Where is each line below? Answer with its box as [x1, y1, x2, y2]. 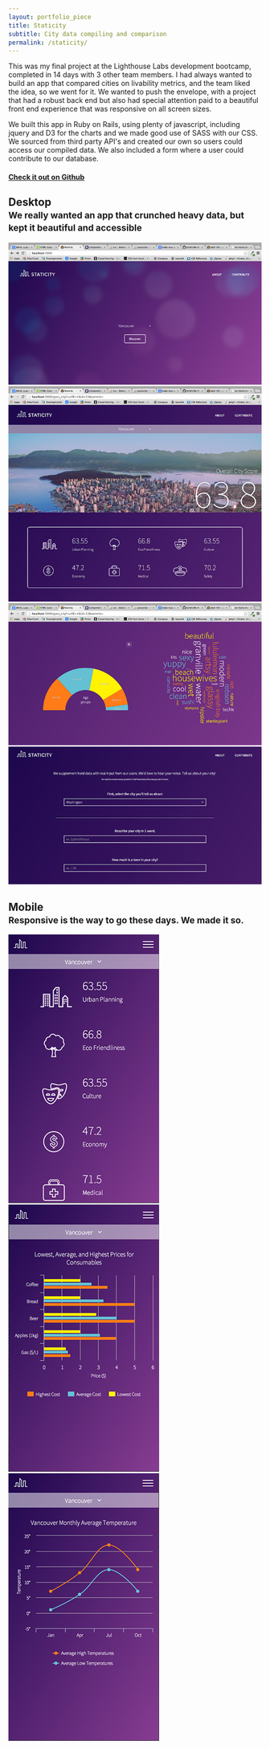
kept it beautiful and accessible [8, 222, 142, 234]
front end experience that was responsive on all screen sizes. [8, 104, 212, 114]
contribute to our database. [8, 153, 99, 164]
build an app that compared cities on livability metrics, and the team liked [8, 79, 251, 88]
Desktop [8, 195, 52, 209]
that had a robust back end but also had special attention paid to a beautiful [8, 96, 259, 105]
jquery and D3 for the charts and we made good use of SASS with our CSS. [8, 129, 258, 138]
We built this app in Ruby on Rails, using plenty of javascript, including [8, 120, 241, 129]
